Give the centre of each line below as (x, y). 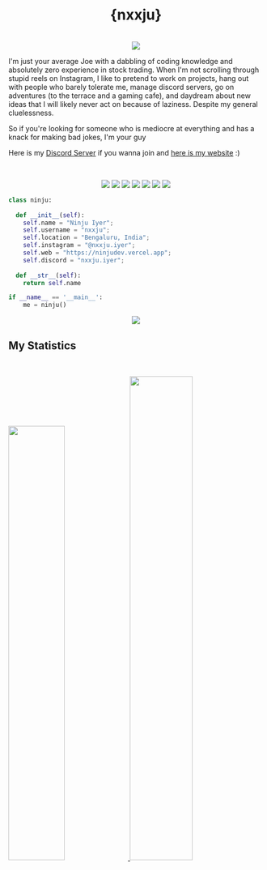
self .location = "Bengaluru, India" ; (87, 238)
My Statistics (42, 345)
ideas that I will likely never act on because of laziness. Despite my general (133, 104)
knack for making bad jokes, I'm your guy (77, 137)
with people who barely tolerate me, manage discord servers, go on (121, 87)
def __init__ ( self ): (50, 215)
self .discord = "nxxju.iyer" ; (74, 260)
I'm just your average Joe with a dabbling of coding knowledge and (121, 61)
